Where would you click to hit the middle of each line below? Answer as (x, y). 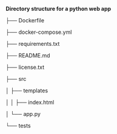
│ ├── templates (27, 91)
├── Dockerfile (25, 20)
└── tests (18, 126)
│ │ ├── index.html (30, 102)
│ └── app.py (23, 114)
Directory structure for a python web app (59, 9)
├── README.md (28, 56)
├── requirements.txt (33, 44)
